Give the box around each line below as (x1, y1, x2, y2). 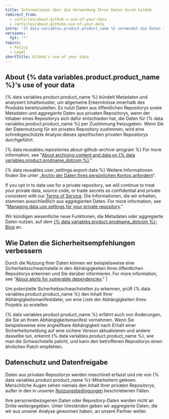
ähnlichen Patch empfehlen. (5, 343, 63, 350)
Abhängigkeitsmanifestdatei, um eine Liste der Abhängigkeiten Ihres (5, 297, 147, 302)
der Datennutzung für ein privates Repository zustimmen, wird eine (5, 126, 144, 132)
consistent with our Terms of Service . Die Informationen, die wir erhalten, (5, 193, 157, 199)
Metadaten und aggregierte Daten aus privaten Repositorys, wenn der (5, 110, 150, 116)
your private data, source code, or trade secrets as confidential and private (5, 187, 161, 194)
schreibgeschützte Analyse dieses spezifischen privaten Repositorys (5, 131, 148, 137)
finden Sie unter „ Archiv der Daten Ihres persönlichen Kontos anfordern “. (5, 172, 156, 179)
